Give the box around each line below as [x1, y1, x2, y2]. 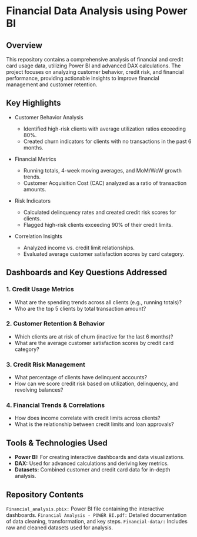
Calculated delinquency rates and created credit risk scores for [23, 209, 176, 216]
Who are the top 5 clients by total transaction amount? [14, 305, 146, 312]
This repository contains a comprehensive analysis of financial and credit [6, 56, 183, 63]
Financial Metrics [14, 155, 57, 162]
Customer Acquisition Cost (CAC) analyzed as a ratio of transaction [23, 179, 187, 187]
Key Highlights [6, 98, 61, 108]
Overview [6, 40, 43, 50]
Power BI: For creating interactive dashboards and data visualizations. [14, 454, 185, 461]
